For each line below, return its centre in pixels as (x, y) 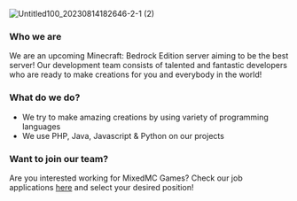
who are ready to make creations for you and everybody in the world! (136, 74)
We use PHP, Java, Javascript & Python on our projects (123, 135)
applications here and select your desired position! (102, 187)
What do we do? (45, 97)
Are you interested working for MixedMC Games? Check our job (126, 178)
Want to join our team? (59, 158)
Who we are (35, 36)
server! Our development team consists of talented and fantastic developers (148, 66)
